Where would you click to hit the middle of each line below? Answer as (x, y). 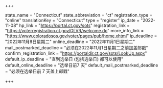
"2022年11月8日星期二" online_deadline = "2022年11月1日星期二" (70, 42)
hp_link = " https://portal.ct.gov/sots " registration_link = (74, 25)
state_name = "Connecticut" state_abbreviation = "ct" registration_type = (79, 15)
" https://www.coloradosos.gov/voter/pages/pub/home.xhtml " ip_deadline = (81, 36)
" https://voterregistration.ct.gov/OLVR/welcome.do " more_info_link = (75, 31)
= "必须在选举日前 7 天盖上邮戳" (37, 71)
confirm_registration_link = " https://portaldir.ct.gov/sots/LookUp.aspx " (76, 53)
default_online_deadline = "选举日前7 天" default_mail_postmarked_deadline (81, 65)
